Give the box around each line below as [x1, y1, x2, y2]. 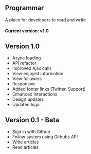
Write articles [12, 139, 39, 145]
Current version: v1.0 [5, 28, 49, 34]
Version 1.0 [5, 42, 40, 50]
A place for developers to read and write [5, 17, 86, 22]
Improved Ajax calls [12, 65, 52, 71]
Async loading [12, 55, 41, 61]
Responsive [12, 81, 36, 87]
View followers [12, 76, 42, 82]
